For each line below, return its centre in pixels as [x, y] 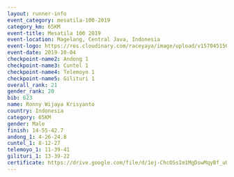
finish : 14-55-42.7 [36, 130]
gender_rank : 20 [31, 91]
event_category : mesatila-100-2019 [59, 20]
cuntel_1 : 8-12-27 [34, 144]
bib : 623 [20, 98]
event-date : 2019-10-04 [42, 53]
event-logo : [24, 46]
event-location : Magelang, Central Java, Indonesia [84, 40]
